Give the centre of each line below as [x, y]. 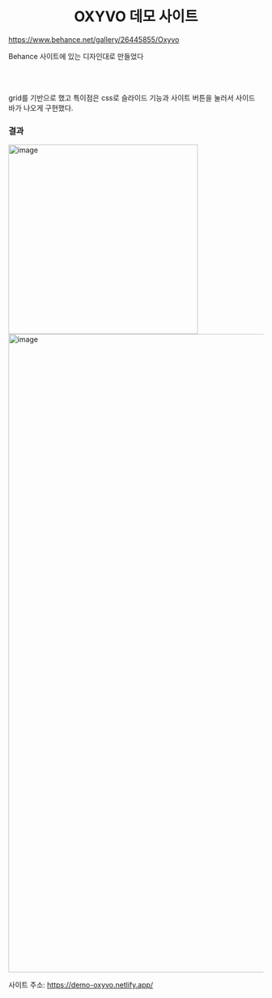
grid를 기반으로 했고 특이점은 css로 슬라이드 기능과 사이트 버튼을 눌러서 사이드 [132, 97]
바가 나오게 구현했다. [41, 108]
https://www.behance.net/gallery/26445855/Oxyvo [94, 39]
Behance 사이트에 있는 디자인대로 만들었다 [76, 56]
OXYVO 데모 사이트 [136, 17]
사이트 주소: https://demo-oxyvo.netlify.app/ [81, 985]
